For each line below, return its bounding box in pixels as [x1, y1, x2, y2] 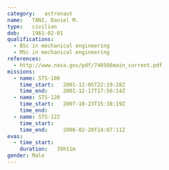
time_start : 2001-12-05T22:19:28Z [19, 81, 126, 88]
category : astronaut [7, 10, 73, 17]
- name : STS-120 [13, 94, 60, 101]
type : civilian [7, 23, 57, 30]
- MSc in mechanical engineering [13, 49, 110, 56]
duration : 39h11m [19, 146, 76, 153]
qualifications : [7, 36, 54, 43]
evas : [7, 133, 23, 139]
